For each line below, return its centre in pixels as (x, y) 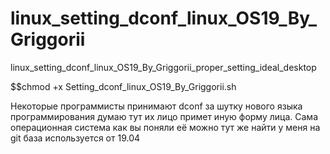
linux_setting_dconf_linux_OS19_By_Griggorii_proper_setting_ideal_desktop (163, 67)
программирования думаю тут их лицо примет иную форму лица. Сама (164, 116)
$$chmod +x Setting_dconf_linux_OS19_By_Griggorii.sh (123, 86)
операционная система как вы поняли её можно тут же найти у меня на (165, 127)
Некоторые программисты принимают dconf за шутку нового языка (156, 106)
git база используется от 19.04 (75, 138)
